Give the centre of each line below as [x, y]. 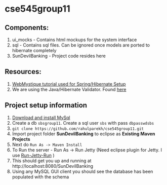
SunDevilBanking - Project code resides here [59, 56]
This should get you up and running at [52, 161]
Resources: [23, 72]
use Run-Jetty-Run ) [33, 155]
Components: [27, 28]
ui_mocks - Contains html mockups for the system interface [74, 40]
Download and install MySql [41, 118]
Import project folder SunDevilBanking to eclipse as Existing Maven [83, 134]
